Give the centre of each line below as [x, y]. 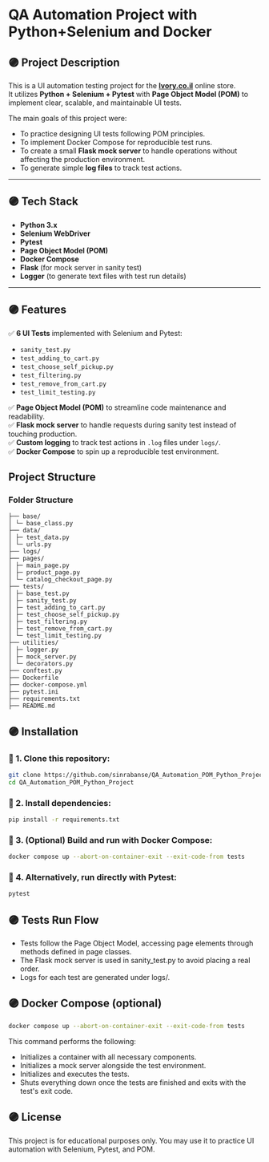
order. [30, 969]
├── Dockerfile [34, 678]
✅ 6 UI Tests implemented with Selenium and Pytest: [95, 333]
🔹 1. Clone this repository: [59, 758]
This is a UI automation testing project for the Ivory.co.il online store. [122, 85]
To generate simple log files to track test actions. [101, 168]
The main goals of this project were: [68, 118]
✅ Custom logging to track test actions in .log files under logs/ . [115, 442]
